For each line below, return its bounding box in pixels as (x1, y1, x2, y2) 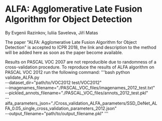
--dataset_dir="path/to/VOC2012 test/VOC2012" (5, 79, 102, 86)
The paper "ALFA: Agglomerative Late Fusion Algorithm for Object (5, 39, 137, 45)
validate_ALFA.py (5, 74, 40, 80)
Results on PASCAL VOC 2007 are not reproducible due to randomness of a (5, 59, 157, 65)
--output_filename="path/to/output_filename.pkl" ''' (5, 110, 108, 116)
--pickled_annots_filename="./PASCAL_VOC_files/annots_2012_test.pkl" (5, 90, 148, 96)
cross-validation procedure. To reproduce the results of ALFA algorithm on (5, 64, 155, 70)
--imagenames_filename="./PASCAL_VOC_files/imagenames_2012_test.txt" (5, 85, 155, 90)
